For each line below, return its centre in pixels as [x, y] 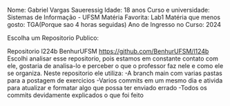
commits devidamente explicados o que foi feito [75, 95]
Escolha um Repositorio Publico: [53, 38]
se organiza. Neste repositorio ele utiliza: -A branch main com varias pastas [115, 73]
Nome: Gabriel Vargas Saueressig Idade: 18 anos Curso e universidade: [108, 10]
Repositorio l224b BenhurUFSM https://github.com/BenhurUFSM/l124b [108, 51]
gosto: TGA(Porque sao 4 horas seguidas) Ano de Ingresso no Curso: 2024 [114, 24]
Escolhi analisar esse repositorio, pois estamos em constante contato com [113, 59]
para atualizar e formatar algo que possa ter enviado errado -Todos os [107, 88]
